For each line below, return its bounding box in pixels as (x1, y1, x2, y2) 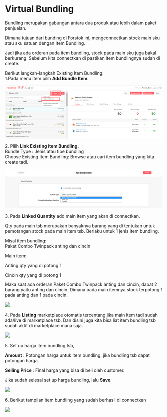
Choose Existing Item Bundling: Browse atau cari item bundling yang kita (5, 153, 155, 160)
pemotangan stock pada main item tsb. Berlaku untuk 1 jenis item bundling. (5, 228, 159, 234)
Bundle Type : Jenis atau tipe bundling (5, 148, 84, 154)
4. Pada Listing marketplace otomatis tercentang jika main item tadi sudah (5, 312, 158, 318)
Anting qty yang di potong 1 (5, 263, 62, 269)
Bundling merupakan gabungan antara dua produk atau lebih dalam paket (5, 20, 157, 26)
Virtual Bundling (5, 3, 74, 15)
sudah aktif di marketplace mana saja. (5, 323, 83, 329)
